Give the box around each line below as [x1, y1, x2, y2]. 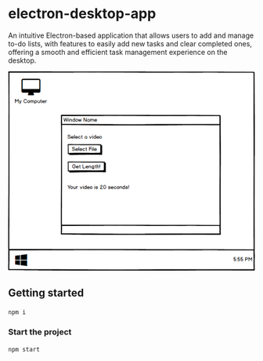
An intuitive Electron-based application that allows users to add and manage [8, 31, 254, 40]
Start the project [8, 326, 72, 337]
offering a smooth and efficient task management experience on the [8, 47, 228, 57]
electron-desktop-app [8, 5, 157, 23]
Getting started [8, 286, 85, 299]
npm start [8, 346, 41, 354]
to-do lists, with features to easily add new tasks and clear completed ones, [8, 38, 253, 48]
